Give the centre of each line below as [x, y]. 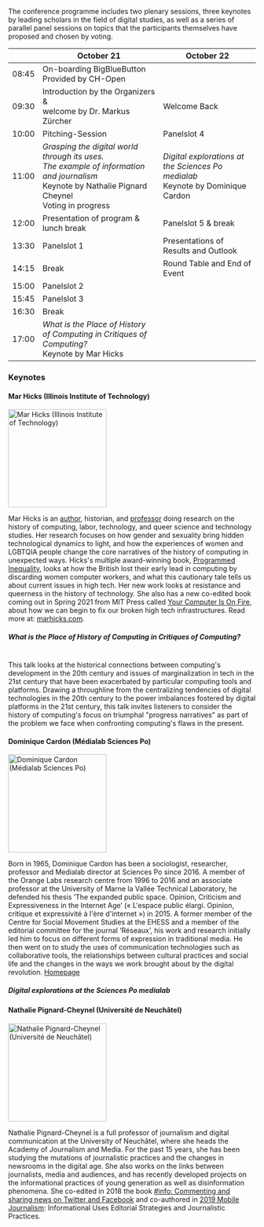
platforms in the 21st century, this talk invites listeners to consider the [120, 707]
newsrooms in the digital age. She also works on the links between [116, 1166]
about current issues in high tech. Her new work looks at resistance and [125, 585]
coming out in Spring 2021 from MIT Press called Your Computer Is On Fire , [130, 602]
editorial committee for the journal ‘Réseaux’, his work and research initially [130, 931]
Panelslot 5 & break [199, 223]
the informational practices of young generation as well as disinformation [126, 1182]
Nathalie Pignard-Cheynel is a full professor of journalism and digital [119, 1132]
